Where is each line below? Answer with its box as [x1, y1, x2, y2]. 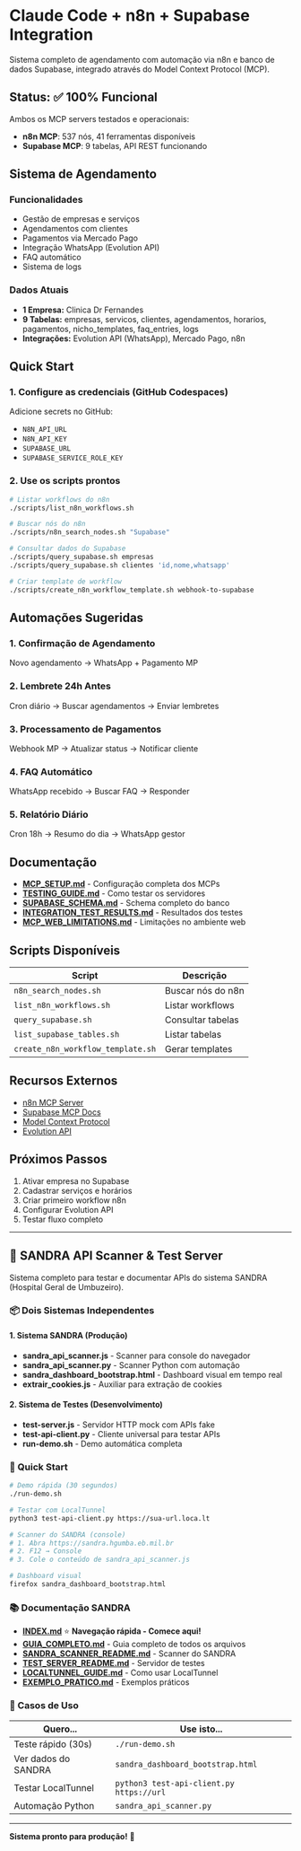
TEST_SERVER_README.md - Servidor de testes [21, 1658, 205, 1669]
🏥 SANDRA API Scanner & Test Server [9, 1249, 224, 1264]
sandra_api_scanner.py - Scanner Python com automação [21, 1359, 240, 1370]
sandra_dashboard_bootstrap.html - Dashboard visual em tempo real [21, 1369, 283, 1380]
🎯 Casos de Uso [9, 1699, 79, 1712]
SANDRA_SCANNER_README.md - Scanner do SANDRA [21, 1648, 236, 1659]
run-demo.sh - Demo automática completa [21, 1438, 183, 1449]
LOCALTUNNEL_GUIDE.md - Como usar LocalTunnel [21, 1667, 219, 1679]
